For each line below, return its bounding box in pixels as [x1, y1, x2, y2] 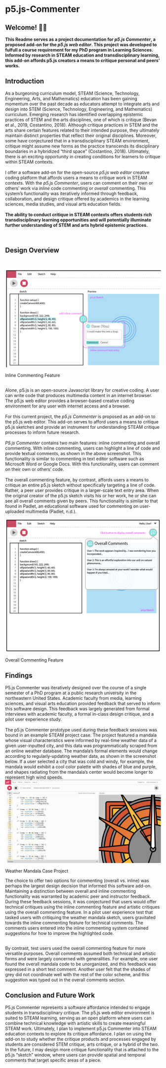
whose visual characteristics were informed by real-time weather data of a [5, 737, 157, 743]
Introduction [5, 77, 44, 85]
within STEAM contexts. [5, 159, 54, 165]
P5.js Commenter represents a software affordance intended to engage [5, 1004, 150, 1010]
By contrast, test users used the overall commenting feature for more [5, 945, 146, 951]
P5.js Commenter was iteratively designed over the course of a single [5, 684, 147, 690]
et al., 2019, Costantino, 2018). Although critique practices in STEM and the [5, 122, 158, 128]
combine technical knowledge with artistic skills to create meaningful [5, 1020, 146, 1026]
